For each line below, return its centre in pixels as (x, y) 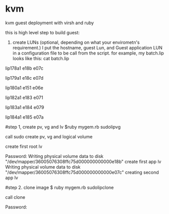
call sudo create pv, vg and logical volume (49, 136)
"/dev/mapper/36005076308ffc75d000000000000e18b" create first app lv (83, 162)
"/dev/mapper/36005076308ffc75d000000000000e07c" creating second (82, 172)
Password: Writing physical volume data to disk (54, 156)
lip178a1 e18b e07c (24, 68)
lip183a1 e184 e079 (25, 107)
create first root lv (24, 146)
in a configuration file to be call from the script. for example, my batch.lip (88, 53)
